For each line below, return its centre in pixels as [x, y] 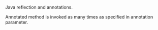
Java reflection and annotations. [39, 7]
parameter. [17, 22]
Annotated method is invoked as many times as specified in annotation [79, 17]
